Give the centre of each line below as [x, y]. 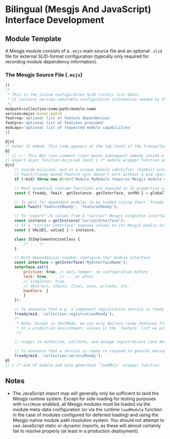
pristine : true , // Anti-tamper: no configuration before [86, 272]
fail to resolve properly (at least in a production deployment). [76, 431]
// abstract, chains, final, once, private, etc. [77, 286]
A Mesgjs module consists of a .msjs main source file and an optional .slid [84, 51]
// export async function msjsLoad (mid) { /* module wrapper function [82, 161]
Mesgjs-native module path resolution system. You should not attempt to [88, 420]
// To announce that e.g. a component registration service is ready [89, 309]
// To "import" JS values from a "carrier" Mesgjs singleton [80, 216]
